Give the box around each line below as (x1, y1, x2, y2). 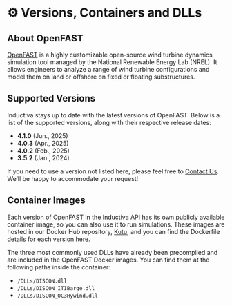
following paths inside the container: (7, 262, 110, 271)
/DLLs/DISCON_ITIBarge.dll (17, 285, 95, 291)
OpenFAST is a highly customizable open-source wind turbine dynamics (7, 50, 213, 59)
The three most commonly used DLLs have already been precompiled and (7, 248, 218, 256)
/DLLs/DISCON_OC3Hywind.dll (17, 292, 98, 299)
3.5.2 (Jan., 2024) (17, 153, 70, 162)
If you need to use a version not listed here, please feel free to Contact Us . (7, 167, 220, 175)
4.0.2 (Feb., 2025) (17, 146, 70, 155)
